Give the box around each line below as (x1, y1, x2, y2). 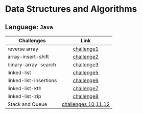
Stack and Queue (7, 101, 47, 108)
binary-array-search (7, 61, 56, 68)
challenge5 (72, 69, 99, 76)
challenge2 (72, 54, 99, 60)
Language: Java (5, 23, 53, 31)
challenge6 (72, 77, 99, 84)
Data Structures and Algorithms (5, 3, 137, 15)
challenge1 (72, 45, 99, 52)
